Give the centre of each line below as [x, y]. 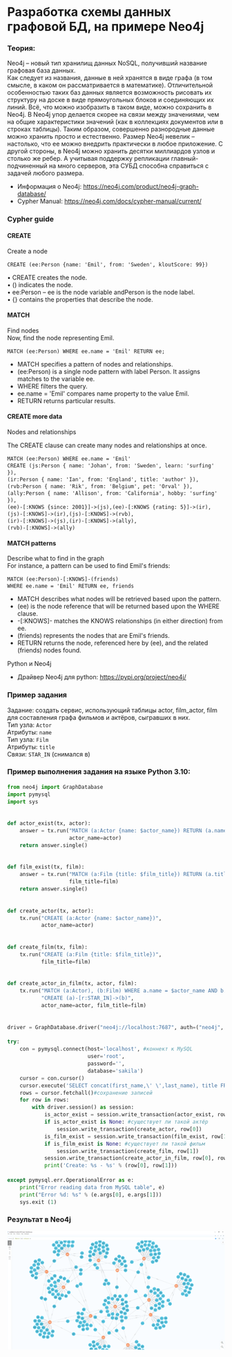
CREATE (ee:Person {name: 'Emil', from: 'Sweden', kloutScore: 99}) [108, 264]
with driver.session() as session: [83, 1107]
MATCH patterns [32, 543]
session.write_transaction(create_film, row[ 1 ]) [127, 1151]
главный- [185, 159]
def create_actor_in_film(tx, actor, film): [72, 984]
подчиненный [27, 166]
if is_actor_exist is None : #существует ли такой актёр [126, 1122]
